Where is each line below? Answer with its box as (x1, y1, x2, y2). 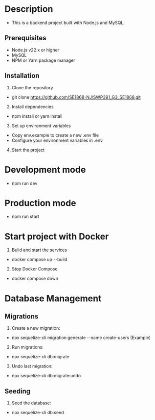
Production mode (4, 197, 76, 209)
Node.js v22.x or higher (11, 47, 60, 52)
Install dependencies (11, 104, 54, 109)
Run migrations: (11, 344, 44, 350)
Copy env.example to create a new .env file (11, 132, 99, 138)
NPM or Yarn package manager (11, 57, 75, 63)
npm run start (11, 213, 40, 219)
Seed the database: (11, 400, 51, 406)
